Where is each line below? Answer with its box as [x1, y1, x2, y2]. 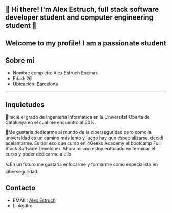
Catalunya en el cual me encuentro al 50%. [5, 119, 96, 126]
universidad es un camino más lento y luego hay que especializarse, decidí [5, 134, 164, 141]
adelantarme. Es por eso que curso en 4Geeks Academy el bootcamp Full [5, 140, 161, 146]
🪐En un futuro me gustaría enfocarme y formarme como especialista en [5, 161, 158, 167]
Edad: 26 [12, 75, 32, 81]
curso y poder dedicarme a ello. [5, 151, 73, 157]
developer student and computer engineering [5, 13, 154, 22]
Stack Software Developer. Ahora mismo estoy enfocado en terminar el [5, 146, 155, 152]
